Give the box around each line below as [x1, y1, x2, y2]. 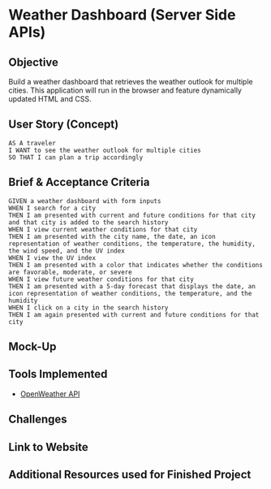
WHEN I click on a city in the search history [8, 303, 169, 312]
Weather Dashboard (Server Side [8, 6, 236, 24]
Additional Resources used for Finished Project [8, 468, 252, 481]
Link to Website [8, 440, 89, 454]
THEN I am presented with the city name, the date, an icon [8, 232, 217, 240]
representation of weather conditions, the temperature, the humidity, [8, 240, 256, 248]
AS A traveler [8, 139, 57, 147]
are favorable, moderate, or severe [8, 268, 132, 276]
